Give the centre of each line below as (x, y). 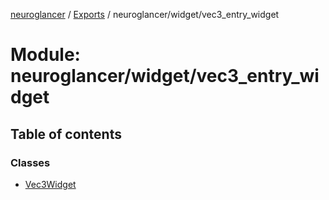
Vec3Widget (50, 184)
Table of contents (66, 134)
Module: (45, 55)
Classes (30, 162)
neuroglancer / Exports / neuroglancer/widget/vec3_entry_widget (145, 14)
